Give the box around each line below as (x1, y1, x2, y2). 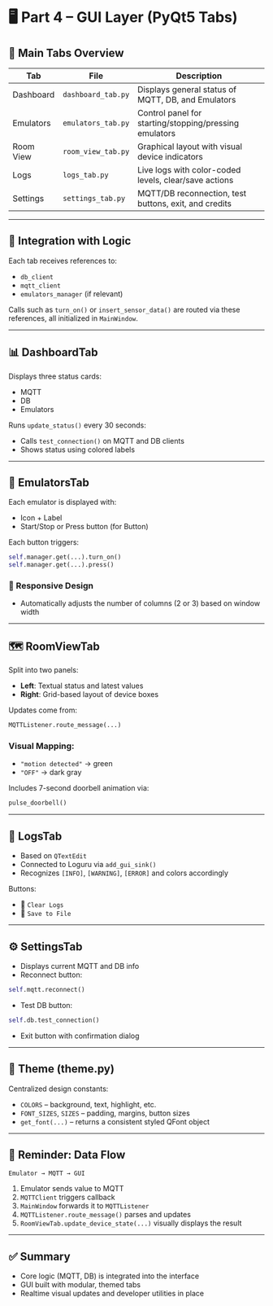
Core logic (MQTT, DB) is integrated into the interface (19, 1271, 200, 1281)
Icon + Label (19, 513, 63, 523)
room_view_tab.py (62, 147, 130, 156)
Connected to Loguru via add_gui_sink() (19, 860, 157, 870)
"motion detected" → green (19, 759, 113, 769)
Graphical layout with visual (136, 141, 242, 152)
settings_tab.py (62, 194, 126, 203)
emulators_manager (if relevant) (19, 288, 123, 299)
